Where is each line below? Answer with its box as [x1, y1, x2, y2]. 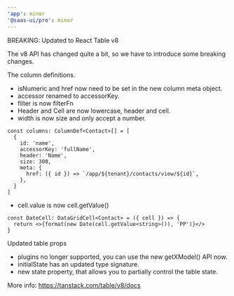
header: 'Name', [20, 152, 68, 159]
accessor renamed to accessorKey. [17, 92, 120, 100]
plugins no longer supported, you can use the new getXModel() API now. [17, 253, 228, 261]
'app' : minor [7, 10, 46, 17]
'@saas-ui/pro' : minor [7, 17, 74, 24]
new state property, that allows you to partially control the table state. [17, 267, 219, 276]
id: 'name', [20, 139, 55, 147]
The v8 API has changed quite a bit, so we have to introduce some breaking [7, 50, 226, 58]
